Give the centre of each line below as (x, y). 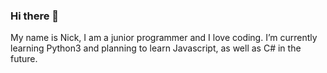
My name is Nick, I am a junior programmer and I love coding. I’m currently (164, 38)
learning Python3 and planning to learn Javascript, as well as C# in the (156, 48)
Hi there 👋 (35, 16)
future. (24, 59)
